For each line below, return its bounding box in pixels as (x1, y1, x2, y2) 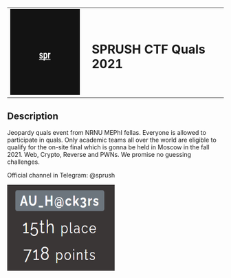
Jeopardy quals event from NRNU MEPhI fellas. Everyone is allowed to (7, 129, 206, 137)
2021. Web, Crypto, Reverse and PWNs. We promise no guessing (7, 151, 191, 159)
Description (7, 110, 58, 122)
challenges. (7, 158, 40, 166)
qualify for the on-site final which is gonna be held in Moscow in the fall (7, 143, 210, 151)
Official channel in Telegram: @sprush (7, 171, 115, 180)
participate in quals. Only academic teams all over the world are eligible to (7, 136, 217, 145)
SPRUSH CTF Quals (91, 42, 206, 57)
